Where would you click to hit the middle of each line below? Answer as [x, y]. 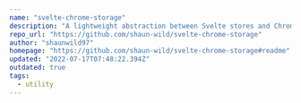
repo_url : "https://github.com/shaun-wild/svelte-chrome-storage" [136, 34]
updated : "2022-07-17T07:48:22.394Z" [80, 59]
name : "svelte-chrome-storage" [68, 17]
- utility [35, 84]
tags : [19, 76]
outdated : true [38, 68]
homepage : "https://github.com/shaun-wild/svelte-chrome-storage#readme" [150, 51]
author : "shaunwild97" [52, 43]
